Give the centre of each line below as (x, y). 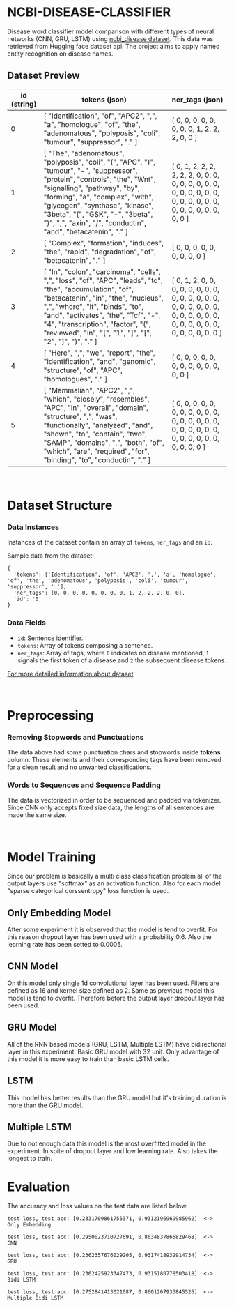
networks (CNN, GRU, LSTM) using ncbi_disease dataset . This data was (110, 38)
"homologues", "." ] (76, 379)
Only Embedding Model (59, 913)
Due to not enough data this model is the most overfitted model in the (107, 1143)
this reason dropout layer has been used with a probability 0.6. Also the (110, 937)
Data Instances (33, 527)
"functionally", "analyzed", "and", (98, 425)
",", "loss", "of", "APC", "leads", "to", (103, 280)
